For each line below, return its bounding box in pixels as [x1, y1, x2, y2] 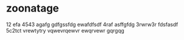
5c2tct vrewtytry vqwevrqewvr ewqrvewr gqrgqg [6, 27, 124, 34]
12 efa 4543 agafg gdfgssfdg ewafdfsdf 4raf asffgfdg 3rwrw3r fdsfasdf [6, 21, 178, 28]
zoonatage [6, 2, 60, 15]
